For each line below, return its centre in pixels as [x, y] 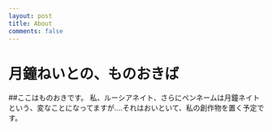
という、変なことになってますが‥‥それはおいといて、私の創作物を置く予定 [133, 108]
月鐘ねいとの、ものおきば [94, 74]
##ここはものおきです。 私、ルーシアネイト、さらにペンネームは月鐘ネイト [134, 97]
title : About [30, 24]
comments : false [36, 31]
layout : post [30, 16]
